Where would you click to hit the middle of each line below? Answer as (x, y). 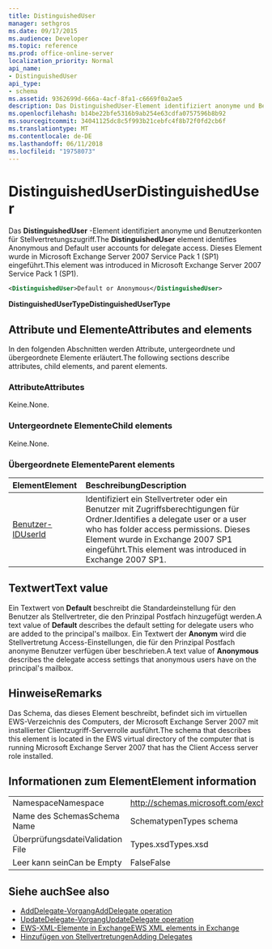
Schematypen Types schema (184, 821)
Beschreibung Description (136, 485)
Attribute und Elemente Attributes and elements (130, 330)
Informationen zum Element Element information (132, 781)
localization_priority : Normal (61, 61)
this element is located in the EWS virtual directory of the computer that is (132, 739)
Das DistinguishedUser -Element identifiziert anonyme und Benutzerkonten (135, 231)
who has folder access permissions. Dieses (168, 529)
